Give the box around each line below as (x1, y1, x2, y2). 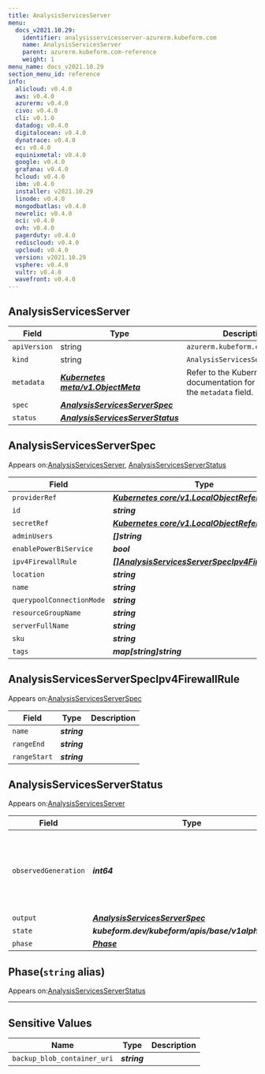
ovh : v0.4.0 (15, 224, 55, 233)
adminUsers (12, 531, 53, 540)
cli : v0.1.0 (15, 114, 55, 122)
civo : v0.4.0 (15, 107, 58, 115)
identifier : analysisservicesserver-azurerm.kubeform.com (22, 33, 217, 42)
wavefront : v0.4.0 (15, 275, 77, 284)
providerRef (12, 493, 58, 502)
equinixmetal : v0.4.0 (15, 151, 87, 158)
